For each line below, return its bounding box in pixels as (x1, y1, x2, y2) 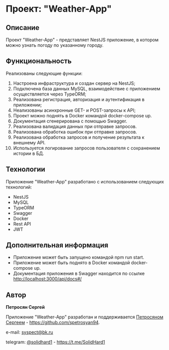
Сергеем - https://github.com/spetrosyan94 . (6, 320, 100, 326)
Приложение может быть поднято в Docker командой (13, 260, 130, 266)
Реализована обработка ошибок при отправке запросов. (13, 129, 138, 135)
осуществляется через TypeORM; (13, 91, 87, 97)
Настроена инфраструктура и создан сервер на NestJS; (13, 80, 136, 86)
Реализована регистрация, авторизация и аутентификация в (13, 96, 145, 102)
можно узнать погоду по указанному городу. (6, 42, 104, 48)
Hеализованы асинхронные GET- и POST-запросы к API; (13, 107, 136, 113)
